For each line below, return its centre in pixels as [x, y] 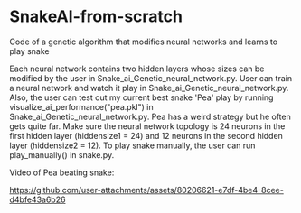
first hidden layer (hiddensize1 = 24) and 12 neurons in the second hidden [146, 135]
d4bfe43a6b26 [38, 199]
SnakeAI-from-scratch [96, 17]
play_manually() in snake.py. [62, 154]
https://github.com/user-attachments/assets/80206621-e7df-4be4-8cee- [147, 190]
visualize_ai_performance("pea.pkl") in [81, 106]
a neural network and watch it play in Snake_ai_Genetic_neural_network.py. [149, 88]
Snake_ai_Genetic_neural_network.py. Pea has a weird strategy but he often [150, 116]
